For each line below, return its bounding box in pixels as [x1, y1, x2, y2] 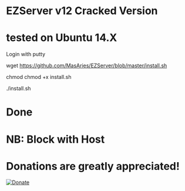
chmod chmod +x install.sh [6, 74, 72, 81]
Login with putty [6, 51, 46, 58]
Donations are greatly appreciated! [6, 159, 180, 173]
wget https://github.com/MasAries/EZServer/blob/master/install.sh [6, 62, 167, 69]
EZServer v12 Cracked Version [6, 4, 158, 18]
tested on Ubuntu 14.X [6, 31, 117, 45]
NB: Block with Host [6, 133, 105, 146]
